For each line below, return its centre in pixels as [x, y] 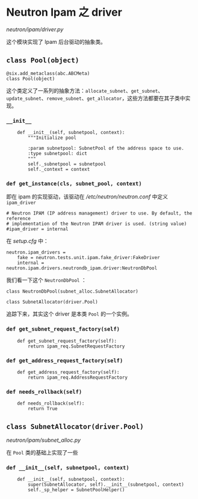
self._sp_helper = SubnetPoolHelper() [76, 490]
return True [43, 409]
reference [19, 219]
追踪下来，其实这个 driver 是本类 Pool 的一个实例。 [69, 314]
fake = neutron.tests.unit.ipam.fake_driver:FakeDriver [89, 258]
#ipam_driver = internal [37, 229]
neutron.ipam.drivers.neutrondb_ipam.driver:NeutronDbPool [82, 268]
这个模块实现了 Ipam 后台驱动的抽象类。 [56, 41]
